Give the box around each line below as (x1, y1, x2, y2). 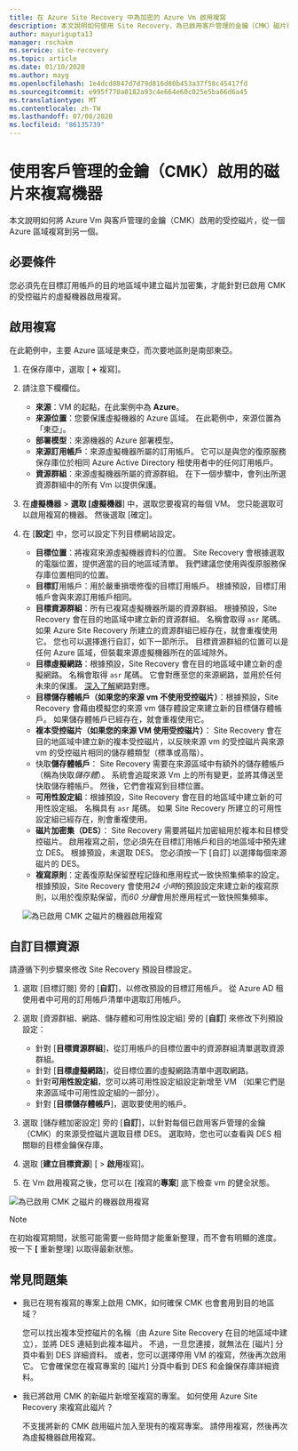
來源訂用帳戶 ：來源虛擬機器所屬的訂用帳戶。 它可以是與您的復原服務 (35, 445, 286, 456)
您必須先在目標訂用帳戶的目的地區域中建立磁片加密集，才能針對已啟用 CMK (9, 279, 286, 290)
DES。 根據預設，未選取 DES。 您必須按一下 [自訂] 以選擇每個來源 (45, 846, 287, 858)
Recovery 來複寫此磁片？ (21, 1402, 114, 1413)
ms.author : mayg (9, 71, 69, 80)
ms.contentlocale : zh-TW (9, 104, 101, 113)
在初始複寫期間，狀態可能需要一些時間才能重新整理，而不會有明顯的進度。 (9, 1232, 281, 1243)
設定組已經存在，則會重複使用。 (35, 814, 153, 824)
